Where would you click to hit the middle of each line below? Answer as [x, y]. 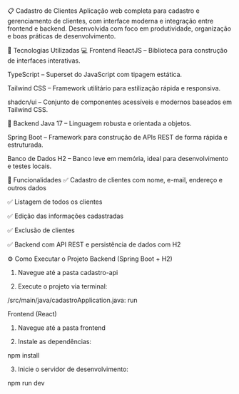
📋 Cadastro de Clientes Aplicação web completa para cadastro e [103, 11]
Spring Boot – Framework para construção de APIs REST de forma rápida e [118, 137]
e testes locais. [30, 166]
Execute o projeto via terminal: [62, 286]
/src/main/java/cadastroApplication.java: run [72, 300]
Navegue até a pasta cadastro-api [68, 273]
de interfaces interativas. [44, 61]
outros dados [27, 188]
